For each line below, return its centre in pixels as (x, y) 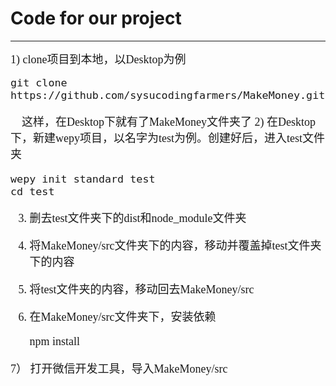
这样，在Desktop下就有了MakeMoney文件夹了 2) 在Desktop (168, 122)
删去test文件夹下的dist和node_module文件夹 (138, 218)
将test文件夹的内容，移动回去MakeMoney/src (142, 289)
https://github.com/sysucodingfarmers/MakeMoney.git (168, 95)
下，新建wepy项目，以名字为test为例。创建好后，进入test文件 (167, 138)
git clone (39, 82)
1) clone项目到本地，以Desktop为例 (98, 59)
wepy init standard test (83, 179)
